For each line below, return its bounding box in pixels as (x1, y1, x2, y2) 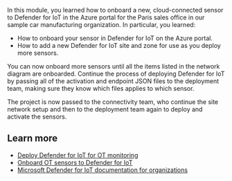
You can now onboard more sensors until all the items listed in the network (7, 62, 220, 70)
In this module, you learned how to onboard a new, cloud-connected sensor (7, 6, 224, 14)
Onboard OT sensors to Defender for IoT (17, 158, 133, 166)
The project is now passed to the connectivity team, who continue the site (7, 98, 219, 106)
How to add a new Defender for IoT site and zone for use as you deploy (17, 42, 222, 49)
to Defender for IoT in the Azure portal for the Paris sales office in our (7, 13, 205, 21)
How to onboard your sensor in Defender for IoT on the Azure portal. (17, 34, 213, 42)
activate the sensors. (7, 112, 67, 121)
